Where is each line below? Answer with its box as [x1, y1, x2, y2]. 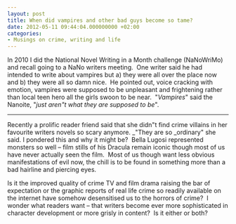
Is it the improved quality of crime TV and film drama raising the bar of [7, 179, 211, 187]
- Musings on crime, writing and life [7, 37, 121, 44]
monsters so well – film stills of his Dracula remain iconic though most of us [7, 143, 225, 152]
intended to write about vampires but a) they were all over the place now [7, 71, 218, 79]
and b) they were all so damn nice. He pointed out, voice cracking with [7, 78, 213, 86]
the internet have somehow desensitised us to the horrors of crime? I [7, 194, 209, 202]
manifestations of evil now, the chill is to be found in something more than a [7, 158, 226, 166]
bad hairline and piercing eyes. [7, 166, 97, 174]
